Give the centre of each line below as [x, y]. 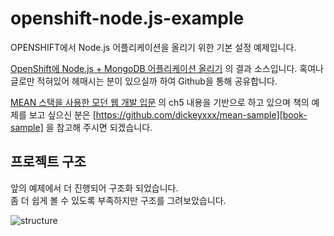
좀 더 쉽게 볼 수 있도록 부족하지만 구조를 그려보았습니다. [118, 200]
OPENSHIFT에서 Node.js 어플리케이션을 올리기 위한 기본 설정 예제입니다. [153, 47]
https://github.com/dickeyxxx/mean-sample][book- [201, 114]
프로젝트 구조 [48, 162]
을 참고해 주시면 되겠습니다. [99, 127]
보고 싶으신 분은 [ [62, 114]
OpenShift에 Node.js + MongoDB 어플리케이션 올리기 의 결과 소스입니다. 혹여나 [167, 68]
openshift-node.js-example [127, 18]
